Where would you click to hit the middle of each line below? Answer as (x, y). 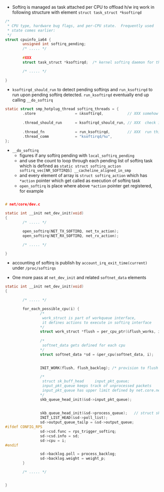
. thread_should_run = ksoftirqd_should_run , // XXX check (89, 123)
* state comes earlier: (31, 30)
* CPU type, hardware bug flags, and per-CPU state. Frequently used (80, 26)
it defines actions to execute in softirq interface (97, 323)
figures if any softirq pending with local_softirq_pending (77, 155)
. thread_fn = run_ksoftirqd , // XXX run (87, 132)
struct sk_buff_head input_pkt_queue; (86, 381)
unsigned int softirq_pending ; (54, 44)
